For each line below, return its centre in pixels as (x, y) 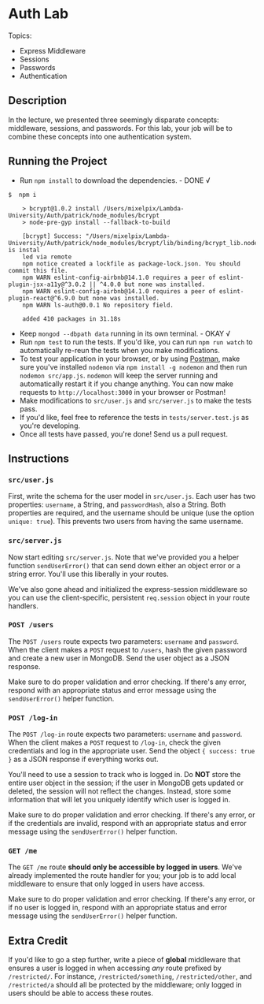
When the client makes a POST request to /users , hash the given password (128, 649)
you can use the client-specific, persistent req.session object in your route (129, 597)
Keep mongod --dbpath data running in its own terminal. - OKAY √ (125, 333)
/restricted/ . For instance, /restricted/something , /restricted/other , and (130, 976)
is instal (24, 250)
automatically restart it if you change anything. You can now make (126, 384)
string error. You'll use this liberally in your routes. (88, 574)
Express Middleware (53, 50)
